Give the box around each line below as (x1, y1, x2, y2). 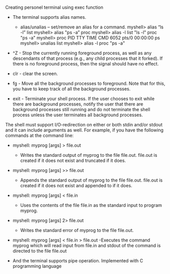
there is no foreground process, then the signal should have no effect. (12, 61, 159, 66)
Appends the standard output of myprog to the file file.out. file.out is (20, 177, 163, 183)
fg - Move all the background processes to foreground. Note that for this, (12, 81, 165, 86)
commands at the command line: (5, 132, 74, 139)
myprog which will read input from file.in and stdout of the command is (12, 243, 161, 248)
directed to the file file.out (12, 248, 67, 254)
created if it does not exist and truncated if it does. (20, 157, 126, 163)
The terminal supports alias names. (12, 14, 86, 20)
